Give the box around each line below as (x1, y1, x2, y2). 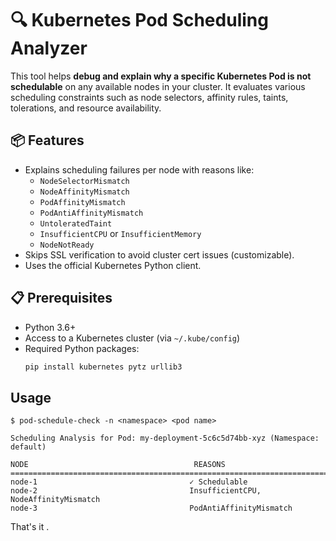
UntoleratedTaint (39, 218, 113, 229)
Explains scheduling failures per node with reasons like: (24, 163, 255, 176)
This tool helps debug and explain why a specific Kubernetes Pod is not (10, 70, 312, 82)
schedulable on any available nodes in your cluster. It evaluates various (10, 80, 306, 92)
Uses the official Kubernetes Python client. (24, 259, 202, 271)
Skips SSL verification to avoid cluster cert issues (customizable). (24, 248, 295, 261)
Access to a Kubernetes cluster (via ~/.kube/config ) (24, 332, 241, 344)
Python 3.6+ (24, 321, 77, 333)
